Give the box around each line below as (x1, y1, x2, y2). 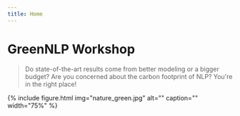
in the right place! (24, 80, 77, 88)
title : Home (7, 10, 43, 18)
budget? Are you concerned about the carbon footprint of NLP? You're (24, 72, 233, 80)
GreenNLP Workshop (7, 41, 136, 57)
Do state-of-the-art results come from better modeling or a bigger (24, 65, 219, 73)
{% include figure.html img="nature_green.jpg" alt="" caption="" (7, 93, 199, 102)
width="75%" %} (7, 101, 59, 110)
